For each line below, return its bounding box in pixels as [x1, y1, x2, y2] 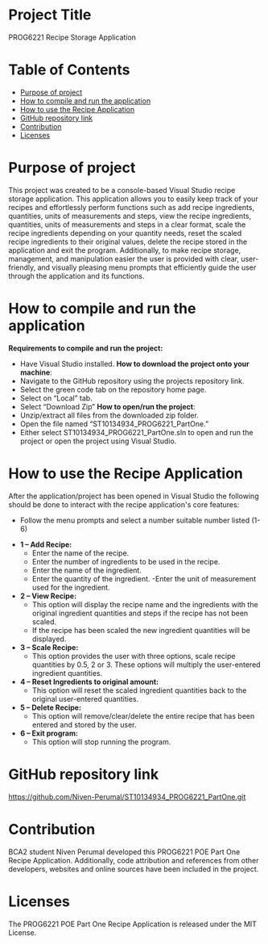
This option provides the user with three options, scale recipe [31, 651, 236, 661]
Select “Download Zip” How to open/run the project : [19, 401, 196, 411]
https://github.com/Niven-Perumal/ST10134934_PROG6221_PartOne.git [8, 791, 246, 801]
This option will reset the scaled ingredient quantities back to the [31, 685, 247, 695]
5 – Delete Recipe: [19, 703, 82, 712]
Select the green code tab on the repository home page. [19, 384, 207, 394]
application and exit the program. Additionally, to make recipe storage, [8, 245, 241, 255]
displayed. [31, 634, 67, 644]
